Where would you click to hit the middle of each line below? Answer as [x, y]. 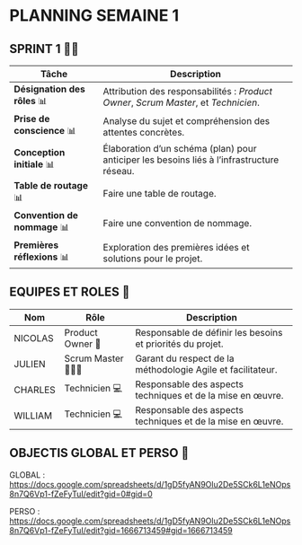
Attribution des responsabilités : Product [187, 91]
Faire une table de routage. [160, 193]
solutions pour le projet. [153, 259]
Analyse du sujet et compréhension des [187, 120]
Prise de [32, 119]
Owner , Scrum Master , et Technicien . [182, 102]
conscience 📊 [45, 131]
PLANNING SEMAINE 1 [94, 16]
